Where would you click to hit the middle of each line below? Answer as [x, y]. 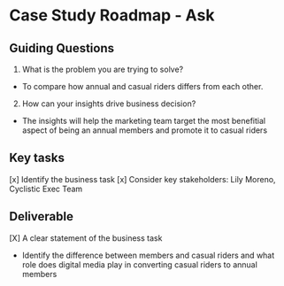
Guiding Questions [62, 48]
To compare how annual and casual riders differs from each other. [142, 86]
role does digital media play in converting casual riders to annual [140, 264]
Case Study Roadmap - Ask [112, 15]
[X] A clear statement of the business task [86, 238]
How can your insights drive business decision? [109, 104]
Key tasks [37, 158]
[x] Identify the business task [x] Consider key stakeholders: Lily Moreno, [142, 179]
